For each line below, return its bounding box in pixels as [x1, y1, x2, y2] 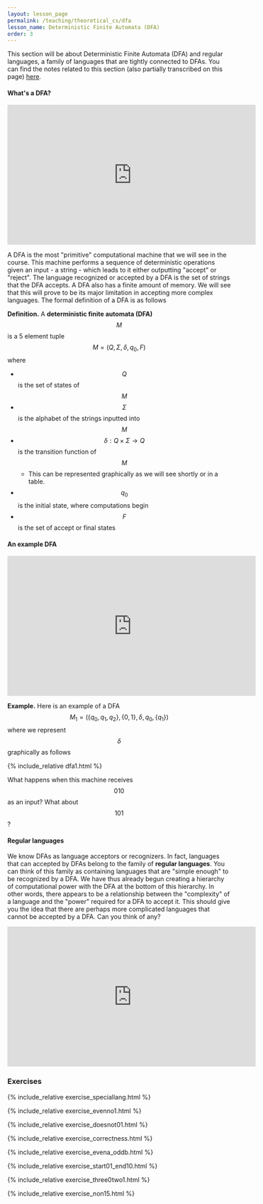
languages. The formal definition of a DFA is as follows [7, 296, 167, 304]
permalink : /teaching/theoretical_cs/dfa [7, 17, 132, 24]
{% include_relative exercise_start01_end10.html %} [7, 1161, 158, 1170]
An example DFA [7, 540, 57, 548]
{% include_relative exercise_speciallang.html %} [7, 1092, 151, 1101]
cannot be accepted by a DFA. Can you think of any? [7, 912, 161, 921]
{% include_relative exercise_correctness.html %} [7, 1134, 153, 1142]
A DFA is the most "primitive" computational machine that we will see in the [7, 250, 227, 260]
